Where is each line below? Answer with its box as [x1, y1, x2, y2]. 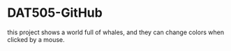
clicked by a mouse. [7, 35, 65, 43]
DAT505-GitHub [7, 5, 103, 21]
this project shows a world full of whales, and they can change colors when [7, 28, 225, 36]
